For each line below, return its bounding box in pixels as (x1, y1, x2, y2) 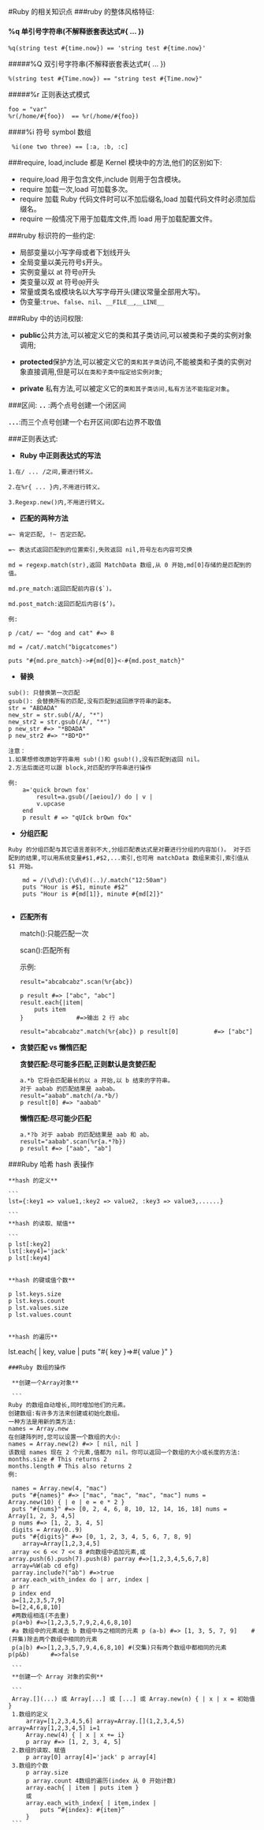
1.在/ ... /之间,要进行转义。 (8, 468, 97, 476)
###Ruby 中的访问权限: (8, 314, 84, 324)
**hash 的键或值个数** (8, 1277, 76, 1285)
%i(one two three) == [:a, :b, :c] (11, 143, 128, 152)
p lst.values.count (8, 1311, 73, 1319)
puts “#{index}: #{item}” (39, 1806, 125, 1814)
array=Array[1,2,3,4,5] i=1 (8, 1724, 101, 1732)
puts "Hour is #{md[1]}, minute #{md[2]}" (22, 890, 164, 898)
